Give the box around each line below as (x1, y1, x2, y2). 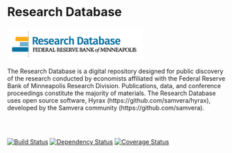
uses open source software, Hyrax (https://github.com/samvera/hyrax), (7, 96, 211, 104)
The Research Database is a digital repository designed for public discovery (7, 67, 224, 75)
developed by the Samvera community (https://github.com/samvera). (7, 103, 204, 112)
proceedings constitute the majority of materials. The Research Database (7, 89, 216, 97)
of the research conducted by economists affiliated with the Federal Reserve (7, 74, 226, 83)
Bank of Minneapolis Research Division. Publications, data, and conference (7, 81, 222, 90)
